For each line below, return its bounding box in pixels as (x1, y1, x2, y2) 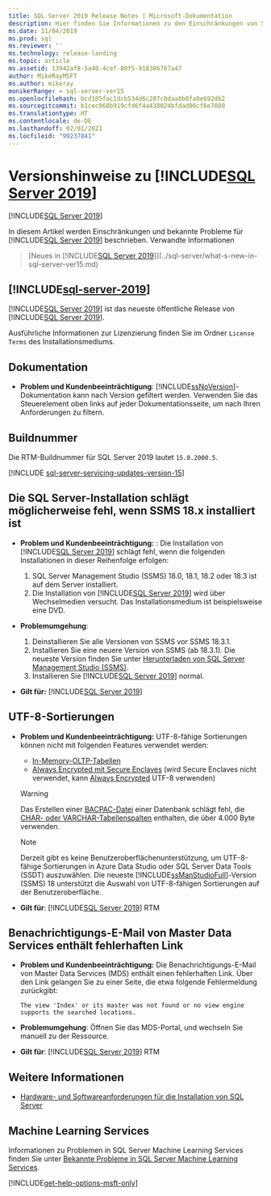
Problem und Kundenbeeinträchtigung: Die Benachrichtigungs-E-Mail (19, 960, 256, 970)
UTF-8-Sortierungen (8, 710, 115, 724)
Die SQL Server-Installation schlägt (8, 491, 190, 505)
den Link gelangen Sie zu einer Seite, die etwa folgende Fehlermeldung (19, 977, 258, 987)
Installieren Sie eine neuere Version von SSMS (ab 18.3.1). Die (31, 645, 236, 655)
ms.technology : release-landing (8, 49, 117, 57)
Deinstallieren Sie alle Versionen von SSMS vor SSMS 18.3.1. (31, 636, 231, 646)
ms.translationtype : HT (8, 110, 89, 118)
